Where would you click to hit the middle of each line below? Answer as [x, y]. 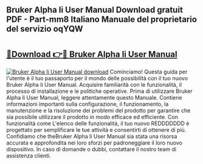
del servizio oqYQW [45, 29]
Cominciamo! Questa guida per [149, 72]
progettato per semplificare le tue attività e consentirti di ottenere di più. [96, 130]
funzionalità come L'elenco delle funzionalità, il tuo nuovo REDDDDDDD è [98, 123]
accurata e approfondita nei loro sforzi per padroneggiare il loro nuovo [94, 143]
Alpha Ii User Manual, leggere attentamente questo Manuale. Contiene [94, 97]
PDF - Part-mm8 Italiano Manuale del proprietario [102, 20]
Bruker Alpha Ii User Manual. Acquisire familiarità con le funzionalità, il [94, 85]
